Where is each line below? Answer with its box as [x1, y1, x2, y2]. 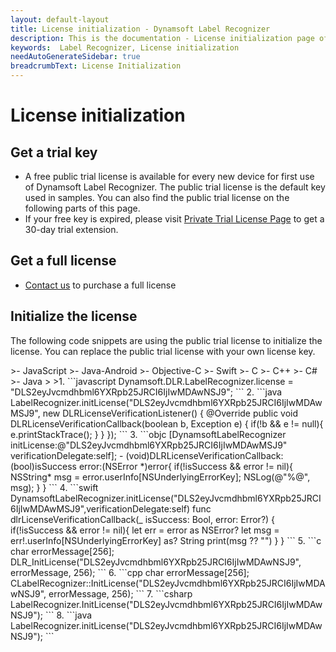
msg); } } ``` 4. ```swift [10, 481, 99, 493]
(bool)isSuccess [10, 460, 77, 472]
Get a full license [10, 252, 117, 270]
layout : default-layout [10, 14, 110, 25]
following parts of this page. [24, 202, 141, 214]
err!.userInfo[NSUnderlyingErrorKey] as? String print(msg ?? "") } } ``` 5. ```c [10, 534, 322, 546]
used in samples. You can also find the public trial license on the [24, 192, 290, 203]
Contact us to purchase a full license [24, 279, 177, 291]
